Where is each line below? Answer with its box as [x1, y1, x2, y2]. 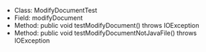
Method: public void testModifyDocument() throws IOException [13, 21, 200, 29]
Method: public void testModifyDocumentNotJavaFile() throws [13, 28, 197, 37]
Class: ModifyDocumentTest [13, 6, 97, 14]
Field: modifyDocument [13, 14, 83, 22]
